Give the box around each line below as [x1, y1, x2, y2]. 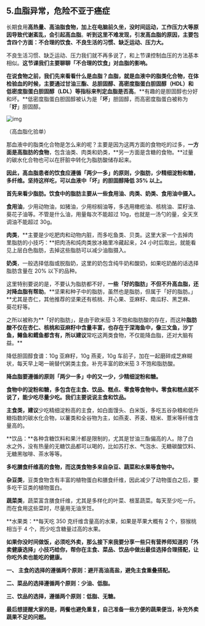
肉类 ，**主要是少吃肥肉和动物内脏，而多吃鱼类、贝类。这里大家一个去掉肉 [6, 231, 194, 238]
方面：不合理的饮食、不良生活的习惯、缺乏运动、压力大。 [22, 39, 167, 46]
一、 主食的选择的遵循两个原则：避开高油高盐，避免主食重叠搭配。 [6, 566, 174, 574]
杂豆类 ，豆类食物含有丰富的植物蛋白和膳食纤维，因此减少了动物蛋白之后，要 [6, 476, 199, 483]
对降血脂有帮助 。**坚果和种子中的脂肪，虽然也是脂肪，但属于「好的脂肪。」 [6, 287, 196, 295]
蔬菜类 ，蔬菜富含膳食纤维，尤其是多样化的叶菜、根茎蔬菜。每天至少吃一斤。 [6, 497, 199, 504]
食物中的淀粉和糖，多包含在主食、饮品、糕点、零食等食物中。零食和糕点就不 [6, 385, 199, 393]
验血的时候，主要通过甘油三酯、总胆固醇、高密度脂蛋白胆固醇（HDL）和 [11, 80, 194, 87]
